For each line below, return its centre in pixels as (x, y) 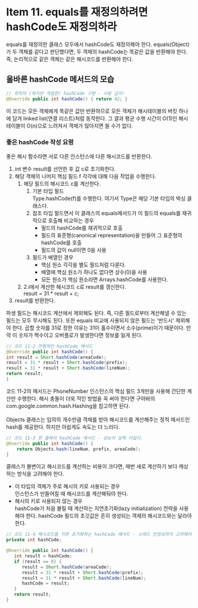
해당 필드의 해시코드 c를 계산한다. (62, 183)
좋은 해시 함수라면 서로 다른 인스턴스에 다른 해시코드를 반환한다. (79, 156)
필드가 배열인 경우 (53, 257)
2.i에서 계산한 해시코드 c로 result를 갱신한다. (75, 287)
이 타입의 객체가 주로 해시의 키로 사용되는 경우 (67, 487)
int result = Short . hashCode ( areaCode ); (57, 357)
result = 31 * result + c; (51, 293)
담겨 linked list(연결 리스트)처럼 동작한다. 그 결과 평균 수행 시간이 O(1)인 (95, 118)
